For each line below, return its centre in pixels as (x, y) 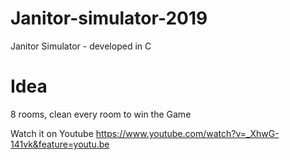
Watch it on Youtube (52, 133)
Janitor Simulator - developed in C (81, 46)
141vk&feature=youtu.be (60, 144)
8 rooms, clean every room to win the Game (101, 114)
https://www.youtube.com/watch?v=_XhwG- (187, 133)
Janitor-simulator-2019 (109, 18)
